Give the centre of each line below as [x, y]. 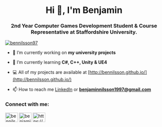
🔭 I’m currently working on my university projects [64, 52]
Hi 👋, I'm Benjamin [84, 10]
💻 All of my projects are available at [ [51, 72]
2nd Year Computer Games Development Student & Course [84, 26]
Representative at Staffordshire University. [84, 32]
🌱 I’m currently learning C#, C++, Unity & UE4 [60, 62]
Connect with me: [27, 104]
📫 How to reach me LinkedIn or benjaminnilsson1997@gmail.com [82, 89]
